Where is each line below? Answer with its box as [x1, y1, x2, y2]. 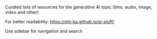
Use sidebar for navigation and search [5, 28, 83, 34]
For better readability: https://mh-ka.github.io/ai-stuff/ [5, 19, 115, 24]
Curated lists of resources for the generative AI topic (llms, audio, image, [5, 4, 153, 10]
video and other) [5, 9, 39, 15]
